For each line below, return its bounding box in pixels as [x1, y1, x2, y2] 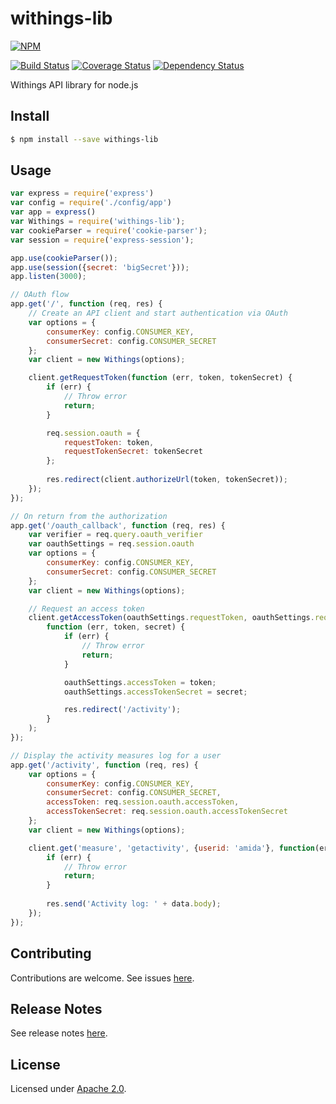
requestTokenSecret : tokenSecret [63, 447, 203, 457]
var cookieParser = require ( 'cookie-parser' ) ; [10, 225, 208, 236]
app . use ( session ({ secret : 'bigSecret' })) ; [10, 262, 190, 272]
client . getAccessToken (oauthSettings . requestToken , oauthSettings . [28, 613, 315, 623]
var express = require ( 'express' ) [10, 188, 155, 199]
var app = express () [10, 207, 97, 217]
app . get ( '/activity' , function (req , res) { [10, 760, 199, 770]
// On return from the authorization [10, 511, 168, 521]
